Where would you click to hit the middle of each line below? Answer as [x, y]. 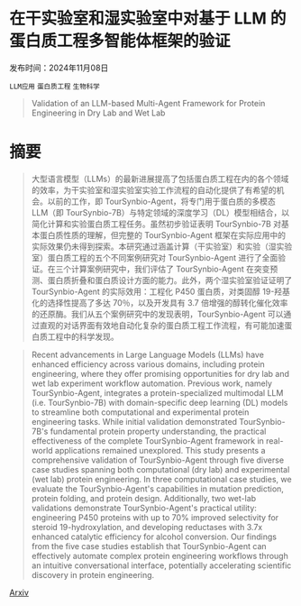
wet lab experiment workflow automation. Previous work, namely [152, 383]
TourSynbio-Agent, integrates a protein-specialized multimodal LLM [157, 392]
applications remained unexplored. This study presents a [160, 450]
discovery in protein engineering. [93, 574]
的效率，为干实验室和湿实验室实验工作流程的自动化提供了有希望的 [154, 189]
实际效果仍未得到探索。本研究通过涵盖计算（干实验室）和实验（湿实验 [162, 246]
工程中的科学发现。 [83, 336]
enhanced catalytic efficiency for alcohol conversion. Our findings [154, 537]
